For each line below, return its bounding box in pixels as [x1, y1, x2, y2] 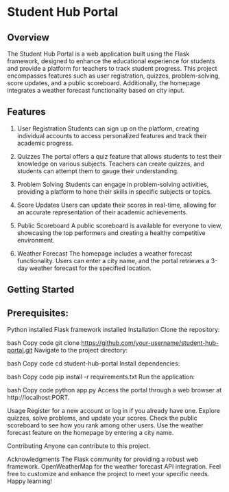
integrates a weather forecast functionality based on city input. [7, 87, 185, 94]
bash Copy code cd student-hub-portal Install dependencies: [7, 359, 180, 368]
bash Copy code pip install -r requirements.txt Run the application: [7, 372, 195, 381]
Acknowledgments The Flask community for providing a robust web [7, 455, 199, 464]
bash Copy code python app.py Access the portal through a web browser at [7, 386, 222, 394]
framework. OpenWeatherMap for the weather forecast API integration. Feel [7, 462, 221, 471]
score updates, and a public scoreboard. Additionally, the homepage [7, 79, 201, 87]
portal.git [7, 346, 33, 355]
